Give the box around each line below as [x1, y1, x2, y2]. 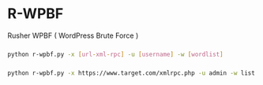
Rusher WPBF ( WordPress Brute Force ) [7, 31, 139, 40]
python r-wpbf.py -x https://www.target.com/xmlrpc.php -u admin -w [7, 68, 238, 77]
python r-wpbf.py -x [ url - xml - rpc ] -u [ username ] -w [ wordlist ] [7, 50, 224, 58]
